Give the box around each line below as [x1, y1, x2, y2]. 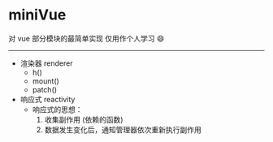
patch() [32, 84, 58, 94]
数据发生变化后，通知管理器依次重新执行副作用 [44, 124, 201, 135]
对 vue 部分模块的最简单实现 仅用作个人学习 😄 [8, 33, 165, 43]
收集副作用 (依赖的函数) [44, 114, 123, 124]
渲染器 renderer [19, 58, 73, 68]
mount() [32, 75, 59, 86]
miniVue [8, 6, 67, 24]
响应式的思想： [32, 104, 83, 114]
